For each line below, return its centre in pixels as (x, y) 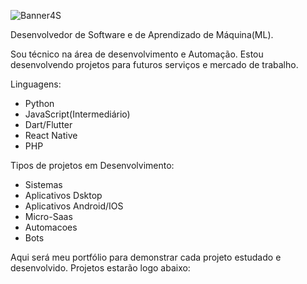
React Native (51, 135)
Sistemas (43, 184)
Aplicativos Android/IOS (74, 206)
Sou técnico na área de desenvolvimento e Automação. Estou (137, 54)
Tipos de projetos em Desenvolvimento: (92, 165)
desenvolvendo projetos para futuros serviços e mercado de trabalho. (154, 64)
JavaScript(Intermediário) (77, 114)
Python (39, 103)
